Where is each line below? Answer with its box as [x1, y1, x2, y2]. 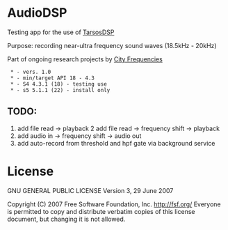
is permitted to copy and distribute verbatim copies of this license [7, 207, 196, 215]
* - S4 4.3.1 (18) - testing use [10, 80, 108, 88]
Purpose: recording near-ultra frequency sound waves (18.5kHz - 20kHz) [7, 41, 217, 49]
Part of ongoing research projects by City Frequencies [7, 54, 163, 63]
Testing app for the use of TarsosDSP [7, 28, 115, 36]
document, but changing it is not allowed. [7, 215, 126, 223]
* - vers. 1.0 [10, 68, 51, 75]
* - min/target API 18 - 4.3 [10, 75, 95, 82]
